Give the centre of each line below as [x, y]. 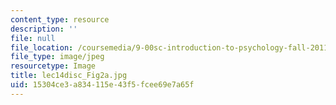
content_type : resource [60, 19]
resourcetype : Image [53, 66]
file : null [33, 38]
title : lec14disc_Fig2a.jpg [69, 76]
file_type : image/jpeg [57, 57]
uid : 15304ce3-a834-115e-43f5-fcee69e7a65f [102, 85]
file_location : [42, 47]
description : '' [44, 29]
